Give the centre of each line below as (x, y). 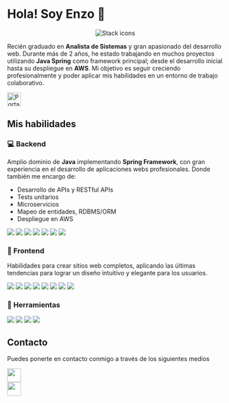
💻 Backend (26, 144)
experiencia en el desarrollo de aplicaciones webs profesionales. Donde (109, 169)
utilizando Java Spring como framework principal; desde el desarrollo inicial (115, 60)
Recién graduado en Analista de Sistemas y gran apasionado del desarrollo (114, 46)
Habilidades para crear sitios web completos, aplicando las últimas (101, 265)
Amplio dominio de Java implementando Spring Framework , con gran (106, 161)
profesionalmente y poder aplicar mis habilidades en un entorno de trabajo (112, 76)
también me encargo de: (42, 176)
